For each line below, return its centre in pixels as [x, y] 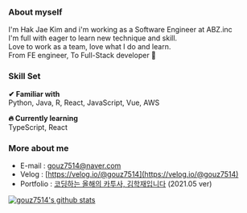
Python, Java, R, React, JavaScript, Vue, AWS [84, 102]
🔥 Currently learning [43, 118]
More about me [39, 148]
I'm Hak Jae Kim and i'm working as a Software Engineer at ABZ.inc [121, 30]
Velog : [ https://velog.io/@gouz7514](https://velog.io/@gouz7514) [129, 174]
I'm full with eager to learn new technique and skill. [93, 38]
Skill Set [25, 77]
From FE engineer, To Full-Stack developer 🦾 [82, 56]
